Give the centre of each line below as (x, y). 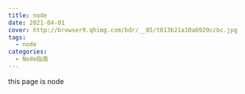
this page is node (36, 81)
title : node (28, 15)
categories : (28, 52)
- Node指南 (32, 60)
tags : (17, 37)
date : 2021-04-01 (37, 23)
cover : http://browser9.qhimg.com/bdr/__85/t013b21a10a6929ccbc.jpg (123, 30)
